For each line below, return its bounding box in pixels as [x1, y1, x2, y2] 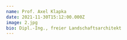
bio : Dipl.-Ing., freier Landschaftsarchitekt [6, 25, 122, 31]
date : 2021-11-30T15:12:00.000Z [6, 14, 85, 20]
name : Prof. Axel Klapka [6, 8, 67, 15]
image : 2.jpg [6, 19, 38, 25]
